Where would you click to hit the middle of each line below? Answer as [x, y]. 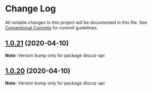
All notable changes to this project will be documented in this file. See [76, 22]
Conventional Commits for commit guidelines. [51, 27]
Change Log [30, 9]
